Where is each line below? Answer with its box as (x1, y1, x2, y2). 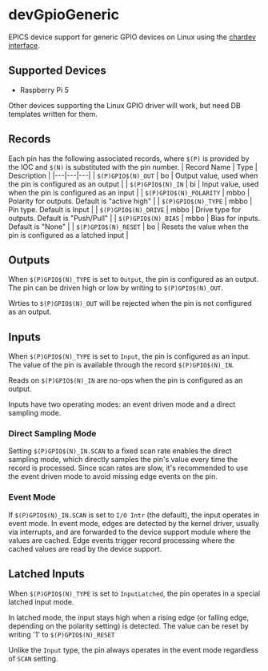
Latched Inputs (8, 567, 86, 581)
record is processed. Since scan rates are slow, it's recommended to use (8, 463, 249, 473)
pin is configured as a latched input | (8, 230, 130, 239)
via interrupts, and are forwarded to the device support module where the (8, 527, 251, 536)
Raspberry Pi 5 (19, 85, 70, 94)
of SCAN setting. (8, 653, 58, 663)
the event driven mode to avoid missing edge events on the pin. (8, 472, 218, 481)
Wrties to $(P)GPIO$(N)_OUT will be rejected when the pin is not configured (8, 299, 252, 308)
